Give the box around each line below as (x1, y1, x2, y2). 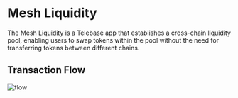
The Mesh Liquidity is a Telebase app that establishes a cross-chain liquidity (7, 28, 231, 37)
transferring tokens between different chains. (7, 43, 140, 52)
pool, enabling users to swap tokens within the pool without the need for (7, 36, 219, 44)
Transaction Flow (7, 64, 86, 76)
